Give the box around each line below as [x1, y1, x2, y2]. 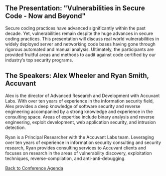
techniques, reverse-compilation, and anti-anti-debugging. [5, 155, 126, 161]
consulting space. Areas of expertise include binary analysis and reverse [5, 113, 155, 119]
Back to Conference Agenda [5, 165, 63, 171]
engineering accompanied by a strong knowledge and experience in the [5, 108, 153, 114]
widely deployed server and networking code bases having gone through [5, 41, 156, 47]
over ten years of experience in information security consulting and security [5, 139, 161, 145]
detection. [5, 124, 26, 130]
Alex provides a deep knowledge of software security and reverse [5, 103, 141, 109]
